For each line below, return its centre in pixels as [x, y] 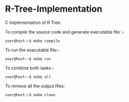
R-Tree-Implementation [54, 9]
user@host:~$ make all [28, 77]
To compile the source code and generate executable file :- [65, 32]
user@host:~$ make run [28, 59]
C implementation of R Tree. [33, 22]
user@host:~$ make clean [30, 95]
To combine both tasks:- [30, 68]
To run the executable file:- [32, 50]
